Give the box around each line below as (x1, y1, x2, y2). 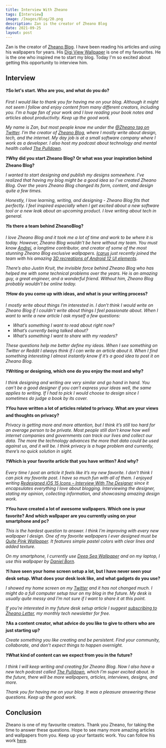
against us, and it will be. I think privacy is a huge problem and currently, (5, 443, 154, 449)
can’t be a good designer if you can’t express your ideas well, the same (5, 385, 152, 391)
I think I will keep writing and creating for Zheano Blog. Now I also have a (5, 663, 155, 669)
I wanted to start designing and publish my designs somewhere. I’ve (5, 172, 144, 178)
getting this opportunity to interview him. (5, 60, 88, 65)
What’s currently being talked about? (12, 327, 88, 333)
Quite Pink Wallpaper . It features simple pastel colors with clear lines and (5, 538, 155, 544)
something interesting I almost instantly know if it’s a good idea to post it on (5, 352, 160, 359)
